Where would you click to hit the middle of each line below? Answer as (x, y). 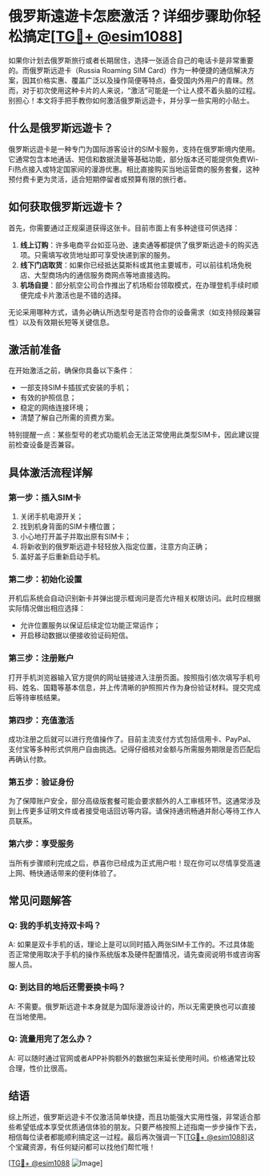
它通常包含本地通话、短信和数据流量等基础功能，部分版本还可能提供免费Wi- (133, 159)
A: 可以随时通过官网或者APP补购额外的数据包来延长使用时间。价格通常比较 (132, 1058)
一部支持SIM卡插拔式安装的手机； (76, 388)
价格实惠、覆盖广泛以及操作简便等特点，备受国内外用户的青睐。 (141, 80)
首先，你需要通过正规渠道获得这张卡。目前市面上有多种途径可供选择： (124, 228)
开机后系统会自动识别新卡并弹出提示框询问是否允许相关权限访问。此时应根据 (134, 598)
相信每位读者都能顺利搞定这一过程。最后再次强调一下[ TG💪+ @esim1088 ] (128, 1137)
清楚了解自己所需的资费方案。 (69, 417)
